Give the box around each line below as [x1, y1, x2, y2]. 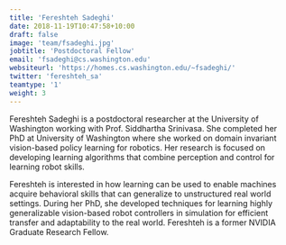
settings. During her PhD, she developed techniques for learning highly [9, 197, 273, 208]
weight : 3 [9, 88, 47, 97]
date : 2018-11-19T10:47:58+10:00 [9, 22, 135, 31]
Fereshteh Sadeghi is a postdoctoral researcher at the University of [9, 113, 259, 124]
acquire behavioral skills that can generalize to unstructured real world [9, 188, 272, 199]
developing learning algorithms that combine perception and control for [9, 151, 275, 162]
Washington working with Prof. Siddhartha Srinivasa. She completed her [9, 122, 278, 133]
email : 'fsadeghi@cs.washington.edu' [9, 55, 152, 64]
